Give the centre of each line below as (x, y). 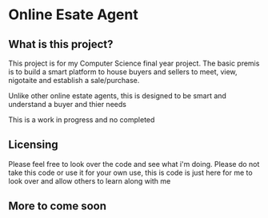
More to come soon (57, 206)
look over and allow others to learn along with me (90, 180)
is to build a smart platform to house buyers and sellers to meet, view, (123, 72)
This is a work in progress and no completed (82, 120)
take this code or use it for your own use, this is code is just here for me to (131, 172)
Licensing (33, 145)
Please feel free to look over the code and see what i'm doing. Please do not (134, 164)
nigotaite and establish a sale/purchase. (74, 80)
